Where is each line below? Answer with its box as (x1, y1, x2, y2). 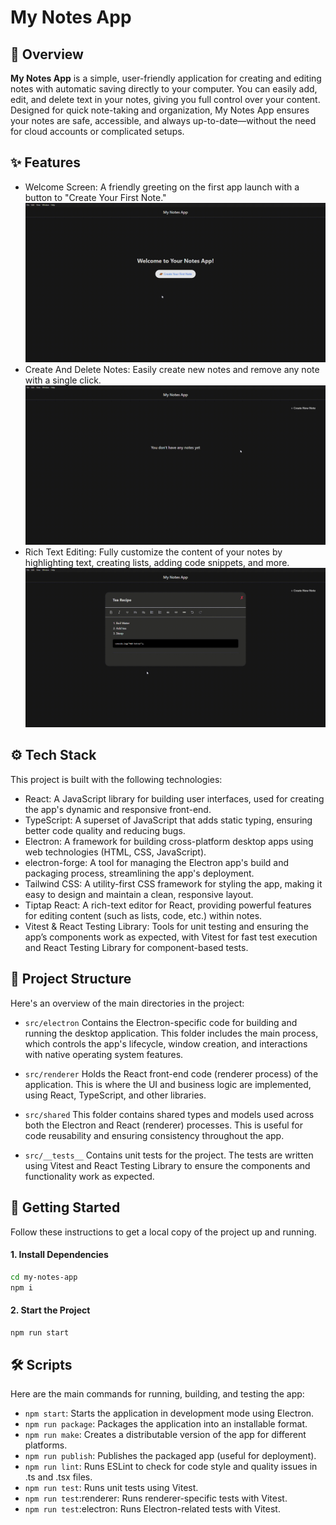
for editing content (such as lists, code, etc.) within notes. (24, 909, 263, 921)
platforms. (24, 1439, 68, 1451)
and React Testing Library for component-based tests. (24, 941, 249, 953)
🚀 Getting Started (10, 1199, 121, 1216)
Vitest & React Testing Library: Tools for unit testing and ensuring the (24, 920, 309, 932)
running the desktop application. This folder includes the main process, (24, 1027, 319, 1039)
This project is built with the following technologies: (10, 773, 223, 785)
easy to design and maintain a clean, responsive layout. (24, 888, 254, 900)
